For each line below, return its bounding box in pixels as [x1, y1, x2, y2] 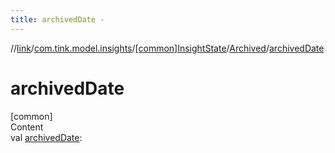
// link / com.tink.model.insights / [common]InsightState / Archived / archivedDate [10, 42, 325, 54]
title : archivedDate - [10, 14, 105, 25]
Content [10, 121, 44, 133]
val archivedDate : [10, 131, 83, 143]
